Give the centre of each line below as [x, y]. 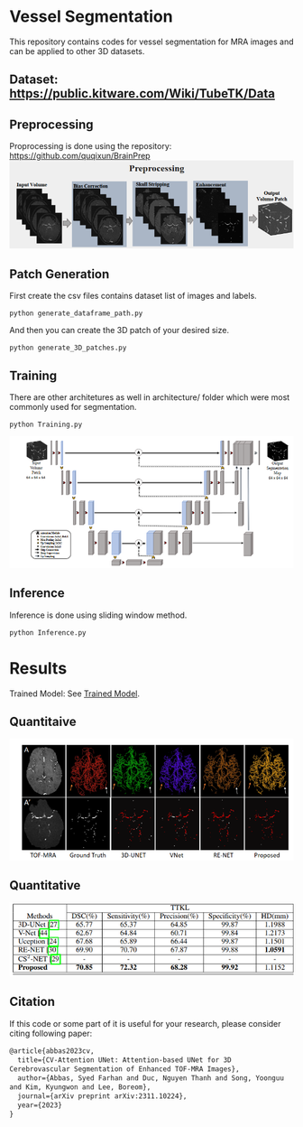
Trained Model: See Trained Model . [75, 694]
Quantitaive [43, 722]
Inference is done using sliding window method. [98, 615]
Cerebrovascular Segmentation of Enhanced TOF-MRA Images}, [125, 1069]
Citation [32, 1002]
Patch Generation [60, 274]
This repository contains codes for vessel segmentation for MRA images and [151, 42]
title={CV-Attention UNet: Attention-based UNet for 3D [124, 1060]
